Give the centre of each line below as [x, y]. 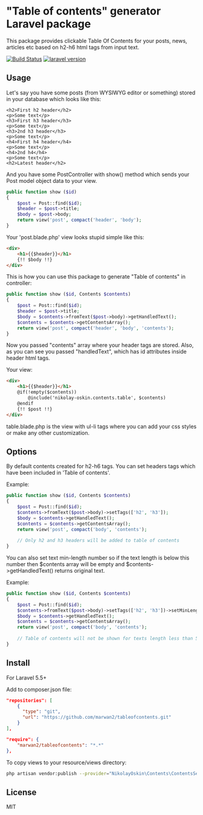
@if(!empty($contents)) [47, 392]
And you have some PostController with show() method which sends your [98, 174]
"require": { [23, 739]
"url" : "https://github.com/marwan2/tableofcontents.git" [97, 718]
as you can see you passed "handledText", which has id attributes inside [97, 352]
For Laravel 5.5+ [27, 678]
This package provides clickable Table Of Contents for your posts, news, [97, 41]
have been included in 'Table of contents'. [58, 473]
